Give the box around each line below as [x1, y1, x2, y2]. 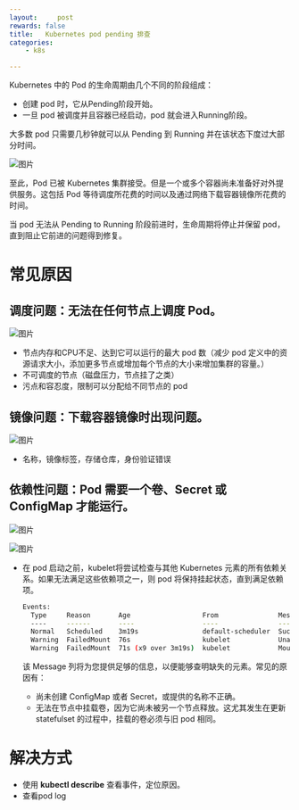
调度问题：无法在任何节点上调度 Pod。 [9, 302, 222, 318]
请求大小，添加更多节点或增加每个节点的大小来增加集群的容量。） [29, 359, 270, 369]
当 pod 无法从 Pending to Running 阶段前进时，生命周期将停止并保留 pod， [9, 219, 286, 230]
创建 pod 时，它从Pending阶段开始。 [21, 99, 158, 110]
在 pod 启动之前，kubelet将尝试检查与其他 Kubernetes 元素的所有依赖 [21, 562, 279, 573]
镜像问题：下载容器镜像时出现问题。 [9, 409, 209, 425]
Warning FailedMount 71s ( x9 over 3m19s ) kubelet [30, 644, 231, 653]
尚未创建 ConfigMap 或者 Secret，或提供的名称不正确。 [35, 691, 241, 701]
